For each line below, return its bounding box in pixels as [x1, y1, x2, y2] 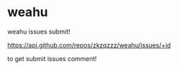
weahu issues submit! [7, 27, 71, 36]
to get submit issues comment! [7, 54, 97, 63]
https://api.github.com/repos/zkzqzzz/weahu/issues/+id [7, 41, 171, 49]
